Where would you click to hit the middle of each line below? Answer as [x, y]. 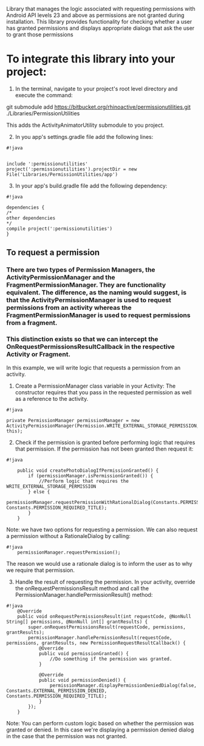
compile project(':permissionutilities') [59, 229]
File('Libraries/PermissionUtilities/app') [62, 174]
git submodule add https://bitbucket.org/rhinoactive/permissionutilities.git [99, 107]
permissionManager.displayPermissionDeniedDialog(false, [123, 685]
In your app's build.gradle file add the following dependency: [91, 186]
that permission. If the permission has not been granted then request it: [104, 449]
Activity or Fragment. [39, 354]
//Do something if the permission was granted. [111, 659]
